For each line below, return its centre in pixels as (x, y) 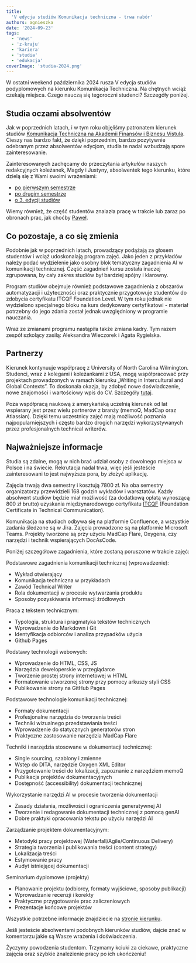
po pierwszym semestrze (45, 187)
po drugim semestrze (40, 194)
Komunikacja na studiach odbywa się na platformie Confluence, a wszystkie (98, 521)
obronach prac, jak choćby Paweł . (47, 218)
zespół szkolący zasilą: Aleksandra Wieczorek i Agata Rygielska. (84, 335)
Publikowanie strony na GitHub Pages (60, 688)
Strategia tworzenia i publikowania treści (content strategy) (86, 847)
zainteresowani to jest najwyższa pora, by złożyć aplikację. (77, 474)
